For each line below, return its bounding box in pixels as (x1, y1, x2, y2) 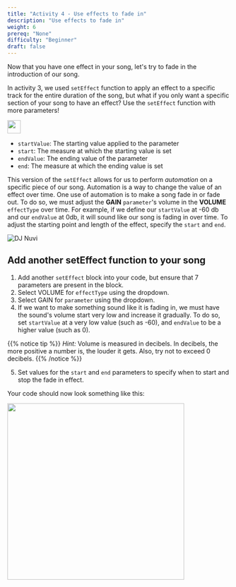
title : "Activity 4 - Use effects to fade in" (7, 10, 147, 18)
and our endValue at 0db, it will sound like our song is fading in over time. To (7, 213, 228, 221)
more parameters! (7, 107, 60, 114)
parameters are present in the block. (17, 280, 124, 289)
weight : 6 (7, 23, 37, 30)
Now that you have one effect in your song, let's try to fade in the (7, 63, 197, 71)
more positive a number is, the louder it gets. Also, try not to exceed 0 (7, 346, 211, 355)
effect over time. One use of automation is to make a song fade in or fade (7, 190, 220, 198)
